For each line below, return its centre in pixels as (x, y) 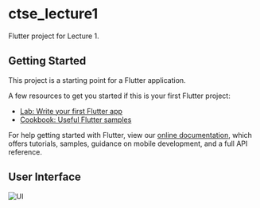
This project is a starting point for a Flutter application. (97, 80)
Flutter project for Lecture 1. (54, 36)
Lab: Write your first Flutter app (71, 111)
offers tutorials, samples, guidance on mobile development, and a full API (128, 143)
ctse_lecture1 (53, 14)
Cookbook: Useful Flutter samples (76, 120)
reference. (25, 151)
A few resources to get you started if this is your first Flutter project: (119, 96)
